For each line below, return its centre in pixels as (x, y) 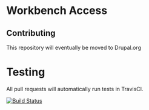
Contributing (31, 33)
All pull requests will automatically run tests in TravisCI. (75, 89)
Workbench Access (57, 11)
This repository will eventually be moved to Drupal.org (74, 47)
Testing (26, 72)
